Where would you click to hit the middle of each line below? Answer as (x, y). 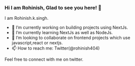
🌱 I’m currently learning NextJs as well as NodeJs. (62, 33)
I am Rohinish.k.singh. (27, 18)
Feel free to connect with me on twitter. (44, 59)
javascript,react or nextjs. (37, 43)
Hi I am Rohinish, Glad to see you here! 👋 (53, 8)
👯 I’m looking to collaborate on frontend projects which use (71, 38)
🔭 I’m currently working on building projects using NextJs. (70, 27)
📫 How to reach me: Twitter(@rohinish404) (56, 48)
